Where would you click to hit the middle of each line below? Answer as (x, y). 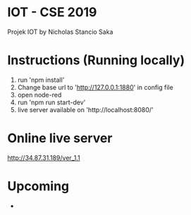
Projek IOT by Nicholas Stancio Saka (60, 32)
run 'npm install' (41, 80)
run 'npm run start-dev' (51, 102)
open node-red (39, 94)
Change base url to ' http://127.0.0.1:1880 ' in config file (95, 87)
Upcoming (38, 186)
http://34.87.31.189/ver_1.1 (44, 158)
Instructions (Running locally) (96, 60)
